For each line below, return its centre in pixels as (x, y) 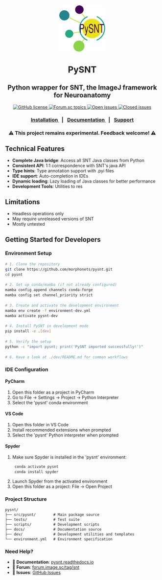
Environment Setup (29, 254)
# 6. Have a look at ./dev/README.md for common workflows (67, 357)
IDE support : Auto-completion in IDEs (50, 176)
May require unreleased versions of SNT (53, 219)
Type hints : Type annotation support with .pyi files (63, 171)
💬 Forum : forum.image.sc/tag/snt (46, 567)
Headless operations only (38, 214)
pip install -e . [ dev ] (28, 331)
